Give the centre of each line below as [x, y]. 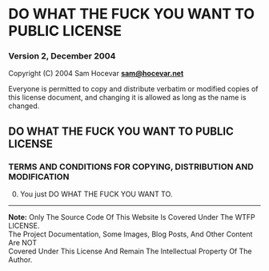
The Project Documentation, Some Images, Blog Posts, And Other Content [130, 234]
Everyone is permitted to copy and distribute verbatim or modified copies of [133, 89]
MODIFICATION [39, 176]
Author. [20, 260]
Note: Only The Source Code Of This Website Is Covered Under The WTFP [132, 217]
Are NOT [23, 243]
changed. [24, 106]
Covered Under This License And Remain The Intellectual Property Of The [130, 251]
